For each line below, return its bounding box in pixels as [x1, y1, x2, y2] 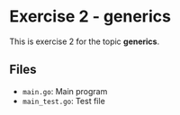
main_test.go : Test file [22, 95, 105, 106]
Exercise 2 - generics [9, 6, 171, 27]
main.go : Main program [22, 85, 108, 96]
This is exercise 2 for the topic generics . [9, 36, 160, 47]
